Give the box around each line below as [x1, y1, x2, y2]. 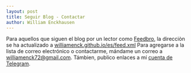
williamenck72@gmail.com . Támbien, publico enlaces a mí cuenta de [6, 54, 173, 61]
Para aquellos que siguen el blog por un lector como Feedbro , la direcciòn [6, 36, 185, 43]
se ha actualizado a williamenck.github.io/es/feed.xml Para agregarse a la [6, 41, 185, 48]
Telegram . [6, 60, 31, 67]
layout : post [6, 8, 38, 15]
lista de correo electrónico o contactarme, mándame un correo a [6, 48, 163, 55]
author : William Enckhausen [6, 19, 75, 25]
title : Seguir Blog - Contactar [6, 14, 85, 20]
